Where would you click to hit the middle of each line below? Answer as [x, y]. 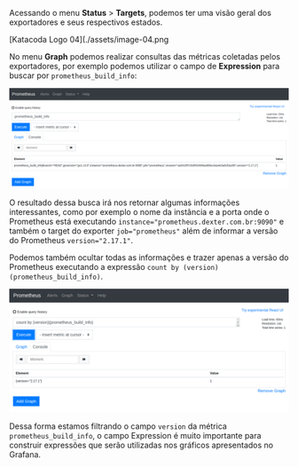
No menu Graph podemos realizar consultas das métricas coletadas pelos [145, 56]
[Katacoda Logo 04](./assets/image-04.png [89, 40]
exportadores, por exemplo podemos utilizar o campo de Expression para [145, 66]
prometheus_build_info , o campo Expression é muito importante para [135, 435]
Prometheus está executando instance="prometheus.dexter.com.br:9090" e [147, 222]
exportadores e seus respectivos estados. [86, 22]
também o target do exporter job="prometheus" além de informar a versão [144, 231]
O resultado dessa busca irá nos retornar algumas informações [125, 202]
